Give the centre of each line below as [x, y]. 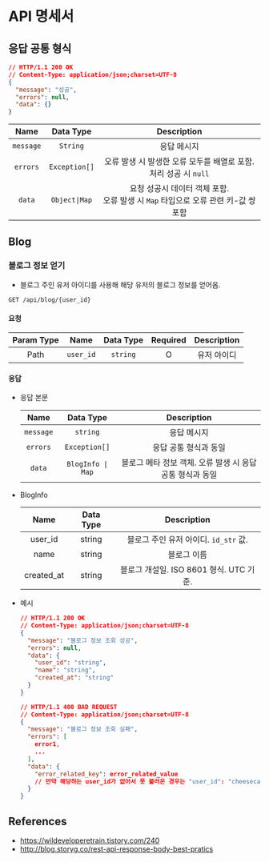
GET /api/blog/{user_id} [50, 300]
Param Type [36, 340]
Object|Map [72, 200]
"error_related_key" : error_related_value [106, 774]
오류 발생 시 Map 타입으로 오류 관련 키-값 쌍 [179, 201]
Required [169, 340]
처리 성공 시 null [179, 174]
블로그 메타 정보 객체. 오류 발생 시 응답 [189, 463]
